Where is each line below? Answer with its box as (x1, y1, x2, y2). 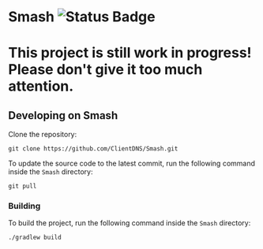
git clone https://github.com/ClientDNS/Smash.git (8, 145, 178, 153)
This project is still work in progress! (8, 44, 252, 62)
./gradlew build (8, 233, 62, 242)
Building (8, 201, 41, 212)
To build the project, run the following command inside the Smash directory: (8, 218, 251, 228)
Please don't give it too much (8, 61, 203, 79)
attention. (8, 77, 74, 95)
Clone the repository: (8, 130, 77, 139)
